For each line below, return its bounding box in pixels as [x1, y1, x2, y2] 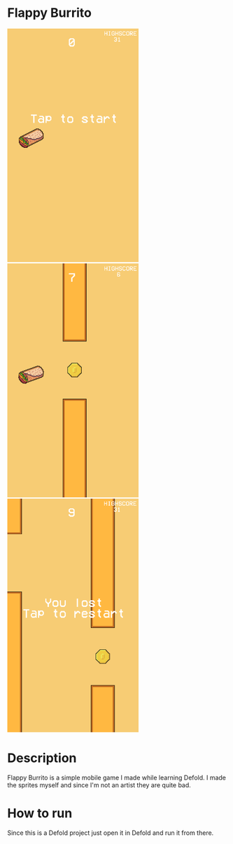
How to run [7, 805, 73, 822]
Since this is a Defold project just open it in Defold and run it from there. [7, 829, 214, 837]
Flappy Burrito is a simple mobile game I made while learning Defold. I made [7, 773, 226, 782]
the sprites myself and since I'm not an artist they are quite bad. [7, 780, 191, 789]
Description [7, 750, 77, 766]
